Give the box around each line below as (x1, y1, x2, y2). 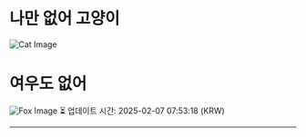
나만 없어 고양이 (9, 8, 120, 29)
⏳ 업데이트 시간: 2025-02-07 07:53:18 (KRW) (58, 105, 225, 116)
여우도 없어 (9, 73, 87, 94)
